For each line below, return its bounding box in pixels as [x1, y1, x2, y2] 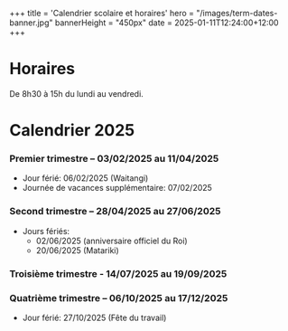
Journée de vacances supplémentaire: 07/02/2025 [22, 183, 212, 194]
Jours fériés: [22, 225, 70, 236]
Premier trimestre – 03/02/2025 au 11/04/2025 [9, 153, 219, 165]
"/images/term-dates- [195, 8, 278, 18]
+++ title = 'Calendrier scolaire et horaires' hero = [9, 8, 195, 18]
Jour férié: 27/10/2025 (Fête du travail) [22, 312, 167, 323]
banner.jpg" [9, 17, 53, 28]
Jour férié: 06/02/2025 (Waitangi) [22, 173, 149, 184]
